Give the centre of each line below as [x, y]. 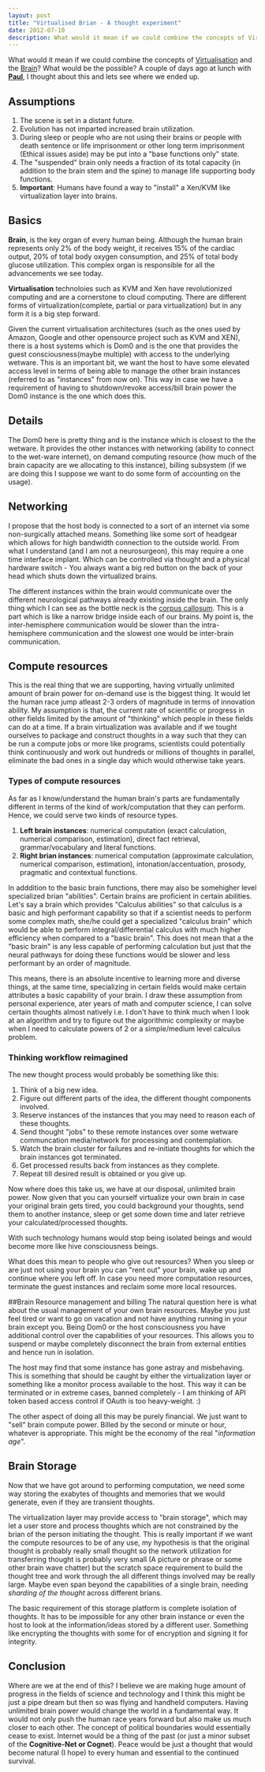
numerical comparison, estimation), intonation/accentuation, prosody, [132, 864]
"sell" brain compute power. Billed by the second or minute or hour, [118, 1424]
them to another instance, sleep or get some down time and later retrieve [127, 1214]
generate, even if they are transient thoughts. [82, 1502]
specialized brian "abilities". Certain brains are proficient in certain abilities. [130, 895]
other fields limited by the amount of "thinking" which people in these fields [131, 719]
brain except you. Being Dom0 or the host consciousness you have [117, 1327]
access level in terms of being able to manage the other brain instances [124, 371]
